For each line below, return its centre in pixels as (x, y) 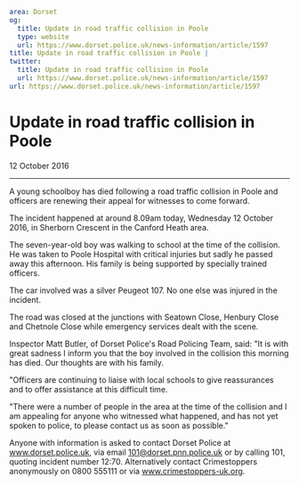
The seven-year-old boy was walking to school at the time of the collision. (145, 245)
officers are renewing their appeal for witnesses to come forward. (130, 200)
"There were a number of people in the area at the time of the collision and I (148, 406)
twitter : (25, 61)
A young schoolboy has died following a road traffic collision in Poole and (144, 191)
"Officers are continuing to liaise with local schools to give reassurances (141, 380)
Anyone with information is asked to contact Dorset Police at (120, 442)
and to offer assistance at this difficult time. (89, 389)
